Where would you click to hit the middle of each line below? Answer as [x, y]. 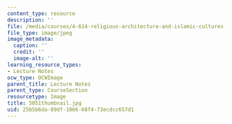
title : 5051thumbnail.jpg [44, 103]
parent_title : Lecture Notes [49, 84]
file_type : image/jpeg [40, 33]
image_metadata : [30, 39]
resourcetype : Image [37, 97]
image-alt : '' [33, 59]
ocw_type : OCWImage [35, 77]
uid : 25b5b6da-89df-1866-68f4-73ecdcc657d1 [71, 110]
